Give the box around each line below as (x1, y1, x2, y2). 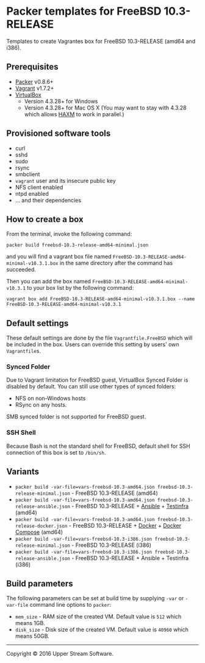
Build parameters (6, 578, 73, 588)
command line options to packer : (29, 601, 112, 609)
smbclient (15, 170, 40, 178)
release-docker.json (15, 523, 68, 529)
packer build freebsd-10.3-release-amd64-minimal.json (6, 242, 149, 248)
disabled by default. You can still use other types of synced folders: (6, 383, 176, 390)
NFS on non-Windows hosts (15, 394, 86, 402)
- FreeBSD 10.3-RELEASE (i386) (71, 541, 151, 549)
